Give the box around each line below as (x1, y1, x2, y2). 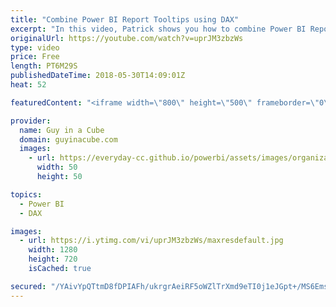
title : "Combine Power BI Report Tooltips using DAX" (10, 14, 240, 25)
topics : (10, 189, 43, 200)
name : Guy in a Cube (19, 125, 105, 135)
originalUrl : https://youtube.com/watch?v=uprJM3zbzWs (10, 33, 244, 43)
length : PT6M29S (10, 61, 78, 71)
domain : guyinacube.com (19, 134, 118, 145)
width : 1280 (28, 245, 78, 255)
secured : (10, 281, 47, 291)
